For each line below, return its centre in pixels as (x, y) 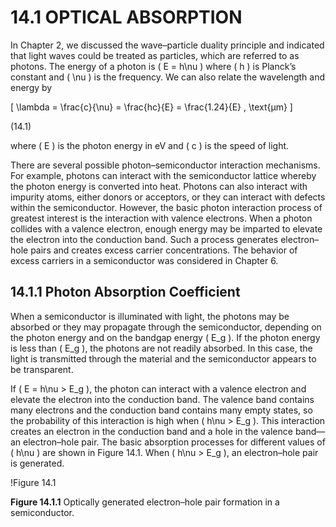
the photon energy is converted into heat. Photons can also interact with (159, 186)
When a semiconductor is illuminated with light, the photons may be (150, 316)
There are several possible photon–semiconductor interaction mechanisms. (165, 165)
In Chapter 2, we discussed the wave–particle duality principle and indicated (167, 45)
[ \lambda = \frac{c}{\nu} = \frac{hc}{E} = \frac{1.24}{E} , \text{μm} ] (151, 107)
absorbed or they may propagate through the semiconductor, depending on (166, 327)
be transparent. (42, 369)
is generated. (37, 463)
